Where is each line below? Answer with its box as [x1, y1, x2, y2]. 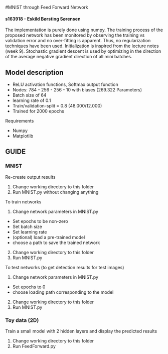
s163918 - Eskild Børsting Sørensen [5, 16, 81, 22]
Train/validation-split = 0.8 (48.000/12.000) [12, 103, 102, 109]
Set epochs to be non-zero [12, 218, 69, 224]
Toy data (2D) [5, 316, 39, 323]
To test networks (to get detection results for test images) [5, 264, 124, 270]
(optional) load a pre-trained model [12, 234, 85, 240]
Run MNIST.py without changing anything [12, 189, 99, 195]
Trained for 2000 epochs [12, 108, 64, 114]
